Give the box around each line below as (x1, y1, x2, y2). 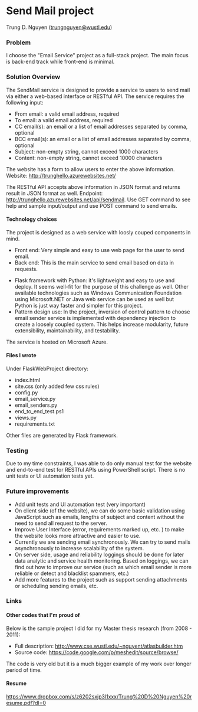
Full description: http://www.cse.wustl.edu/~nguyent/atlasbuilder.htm (14, 642, 183, 649)
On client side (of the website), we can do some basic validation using (14, 507, 185, 514)
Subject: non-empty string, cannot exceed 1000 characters (14, 148, 159, 155)
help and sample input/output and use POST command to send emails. (6, 202, 178, 209)
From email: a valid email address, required (14, 110, 120, 117)
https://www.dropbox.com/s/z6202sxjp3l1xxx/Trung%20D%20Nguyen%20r (6, 693, 192, 700)
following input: (6, 99, 44, 106)
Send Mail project (6, 4, 94, 18)
